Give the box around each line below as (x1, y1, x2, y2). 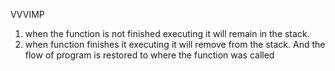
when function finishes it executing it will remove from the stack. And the (24, 39, 326, 50)
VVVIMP (10, 9, 45, 20)
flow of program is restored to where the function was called (24, 49, 275, 61)
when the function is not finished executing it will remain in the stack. (24, 28, 310, 39)
